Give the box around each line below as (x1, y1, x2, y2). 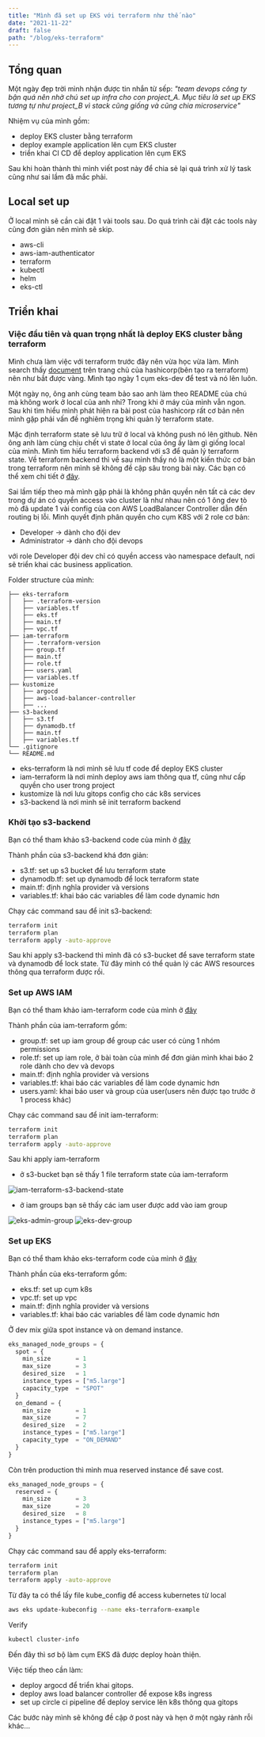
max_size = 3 (22, 1362, 87, 1370)
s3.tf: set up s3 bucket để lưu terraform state (19, 865, 166, 875)
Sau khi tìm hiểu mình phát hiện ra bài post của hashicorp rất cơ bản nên (8, 406, 244, 415)
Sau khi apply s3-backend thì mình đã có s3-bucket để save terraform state (8, 950, 256, 960)
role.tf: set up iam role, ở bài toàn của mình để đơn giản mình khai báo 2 (19, 1053, 254, 1062)
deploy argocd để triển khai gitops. (19, 1681, 134, 1690)
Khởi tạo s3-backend (8, 817, 91, 828)
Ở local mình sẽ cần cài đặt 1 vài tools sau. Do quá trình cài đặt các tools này (8, 215, 257, 226)
